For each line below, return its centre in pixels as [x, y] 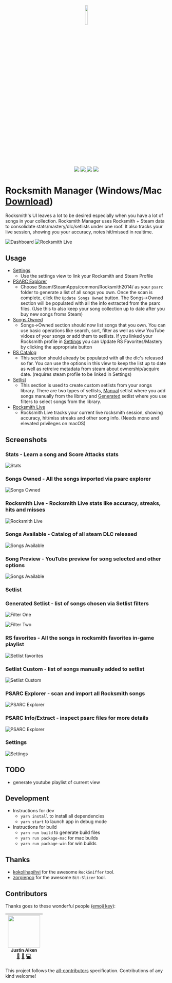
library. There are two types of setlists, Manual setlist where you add [93, 391]
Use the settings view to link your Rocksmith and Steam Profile [87, 276]
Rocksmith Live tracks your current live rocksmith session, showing [92, 413]
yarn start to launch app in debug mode [63, 822]
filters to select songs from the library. [61, 402]
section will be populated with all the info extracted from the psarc [90, 303]
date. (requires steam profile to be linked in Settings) [76, 374]
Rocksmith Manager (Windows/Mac [84, 190]
